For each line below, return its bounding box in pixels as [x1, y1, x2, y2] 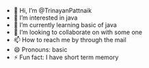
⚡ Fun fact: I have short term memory [13, 53, 119, 61]
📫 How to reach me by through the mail [13, 36, 126, 44]
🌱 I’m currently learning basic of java [13, 21, 118, 29]
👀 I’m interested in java [13, 14, 78, 22]
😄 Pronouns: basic [13, 46, 68, 54]
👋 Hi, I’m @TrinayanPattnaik [13, 7, 92, 14]
